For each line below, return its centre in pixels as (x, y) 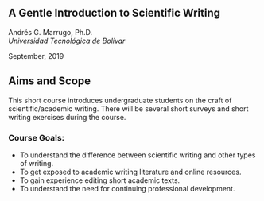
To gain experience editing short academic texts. (100, 180)
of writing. (37, 163)
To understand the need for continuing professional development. (127, 188)
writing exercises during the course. (67, 117)
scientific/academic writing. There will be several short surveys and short (128, 108)
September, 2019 (36, 56)
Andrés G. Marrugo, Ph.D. (50, 32)
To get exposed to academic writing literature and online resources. (130, 172)
